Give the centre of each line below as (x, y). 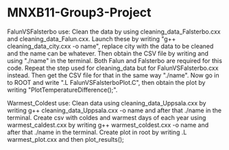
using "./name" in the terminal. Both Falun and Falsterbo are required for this (115, 60)
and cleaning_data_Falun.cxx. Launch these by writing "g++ (92, 38)
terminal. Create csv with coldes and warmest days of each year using (107, 117)
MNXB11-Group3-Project (80, 13)
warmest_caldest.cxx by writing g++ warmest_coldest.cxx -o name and (108, 125)
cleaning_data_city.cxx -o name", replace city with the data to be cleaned (110, 46)
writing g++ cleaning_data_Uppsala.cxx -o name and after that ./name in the (114, 110)
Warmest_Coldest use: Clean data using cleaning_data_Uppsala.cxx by (107, 103)
